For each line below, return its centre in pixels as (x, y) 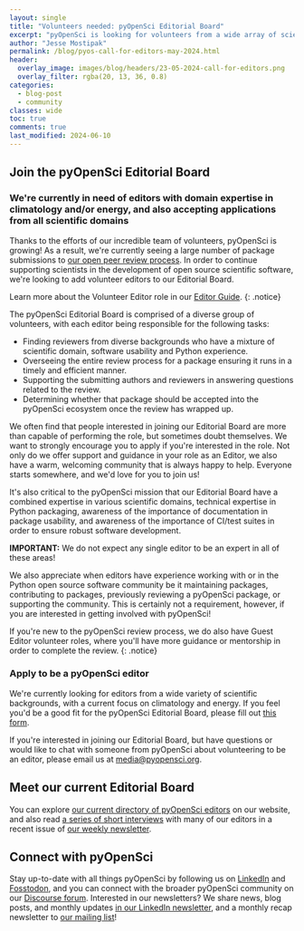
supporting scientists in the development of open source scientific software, (152, 269)
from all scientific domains (69, 221)
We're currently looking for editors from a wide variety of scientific (133, 693)
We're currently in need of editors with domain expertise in (142, 198)
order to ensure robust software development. (95, 530)
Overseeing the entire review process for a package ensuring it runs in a (157, 360)
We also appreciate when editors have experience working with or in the (144, 575)
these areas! (33, 557)
